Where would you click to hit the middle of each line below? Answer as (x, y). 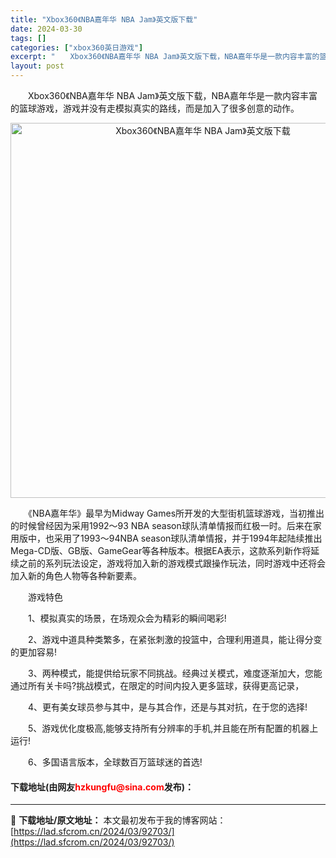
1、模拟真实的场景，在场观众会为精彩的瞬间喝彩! (127, 618)
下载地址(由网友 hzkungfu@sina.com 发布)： (102, 787)
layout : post (37, 66)
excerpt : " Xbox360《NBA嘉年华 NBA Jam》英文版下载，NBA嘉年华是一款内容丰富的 (165, 57)
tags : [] (28, 38)
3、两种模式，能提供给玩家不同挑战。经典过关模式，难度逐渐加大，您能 (175, 673)
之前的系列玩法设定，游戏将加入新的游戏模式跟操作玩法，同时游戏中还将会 (172, 563)
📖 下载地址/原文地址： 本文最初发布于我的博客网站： (118, 820)
